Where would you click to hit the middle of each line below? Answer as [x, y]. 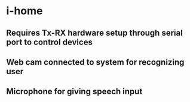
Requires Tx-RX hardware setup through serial [95, 33]
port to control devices [49, 42]
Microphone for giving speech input [74, 92]
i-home [24, 11]
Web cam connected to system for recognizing [95, 62]
